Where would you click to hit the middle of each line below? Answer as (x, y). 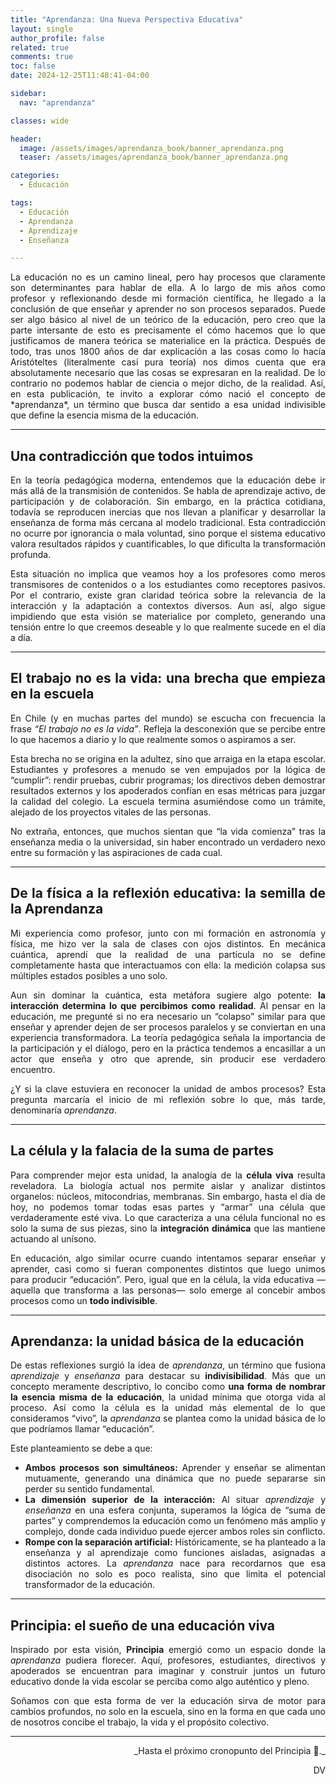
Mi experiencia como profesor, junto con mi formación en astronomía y (168, 933)
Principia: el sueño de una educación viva (143, 1625)
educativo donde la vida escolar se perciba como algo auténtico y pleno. (160, 1682)
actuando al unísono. (53, 1238)
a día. (21, 638)
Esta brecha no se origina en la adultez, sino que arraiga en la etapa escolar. (168, 758)
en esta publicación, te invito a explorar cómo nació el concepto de (168, 394)
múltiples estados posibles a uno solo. (89, 975)
